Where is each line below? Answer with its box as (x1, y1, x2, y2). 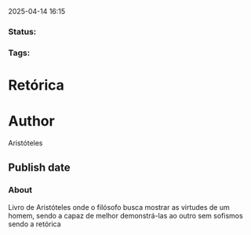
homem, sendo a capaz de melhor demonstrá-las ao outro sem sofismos (8, 211, 243, 220)
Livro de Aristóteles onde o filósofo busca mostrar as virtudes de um (8, 202, 230, 211)
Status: (8, 26, 37, 37)
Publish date (8, 161, 71, 174)
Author (8, 112, 55, 130)
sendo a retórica (8, 219, 61, 229)
